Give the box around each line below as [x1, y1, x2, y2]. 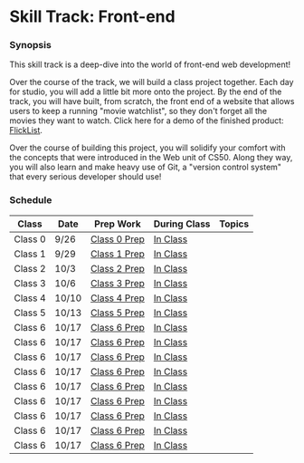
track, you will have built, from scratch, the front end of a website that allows [9, 96, 295, 107]
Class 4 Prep [90, 292, 145, 304]
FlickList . [9, 125, 43, 136]
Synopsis [9, 39, 52, 52]
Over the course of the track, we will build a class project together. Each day [9, 77, 294, 88]
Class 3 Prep [90, 276, 145, 289]
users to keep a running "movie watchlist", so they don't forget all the [9, 106, 268, 117]
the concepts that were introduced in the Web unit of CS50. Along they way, [9, 152, 293, 163]
